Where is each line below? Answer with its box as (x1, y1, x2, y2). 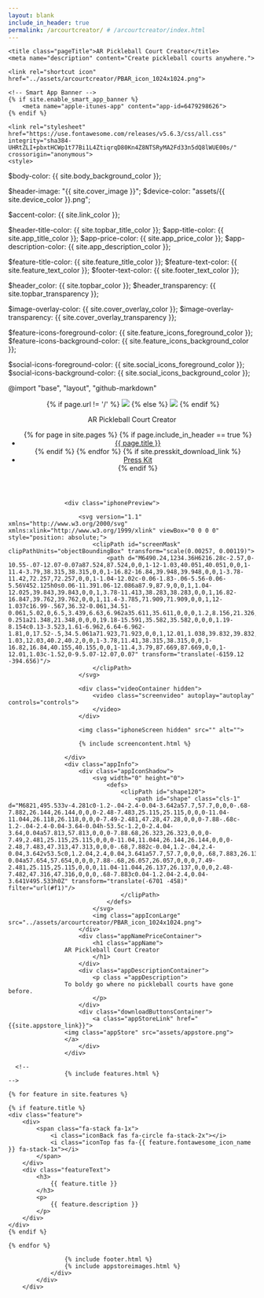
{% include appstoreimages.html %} (64, 1263, 181, 1270)
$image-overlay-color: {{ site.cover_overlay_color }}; (8, 304, 178, 314)
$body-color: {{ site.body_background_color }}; (8, 171, 162, 181)
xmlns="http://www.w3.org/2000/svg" (8, 520, 128, 528)
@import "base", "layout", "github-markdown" (8, 383, 157, 393)
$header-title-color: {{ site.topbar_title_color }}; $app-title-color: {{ (8, 225, 224, 235)
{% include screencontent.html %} (78, 740, 192, 748)
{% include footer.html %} (64, 1256, 153, 1263)
